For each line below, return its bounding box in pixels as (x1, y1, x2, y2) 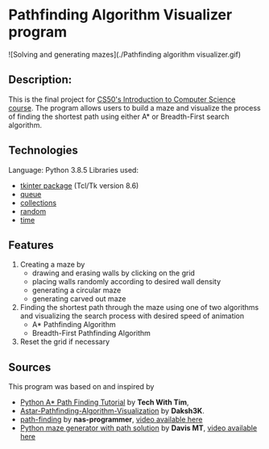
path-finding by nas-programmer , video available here (19, 414, 203, 425)
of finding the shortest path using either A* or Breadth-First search (8, 111, 230, 121)
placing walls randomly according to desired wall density (31, 277, 221, 287)
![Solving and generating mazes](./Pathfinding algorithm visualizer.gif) (8, 49, 242, 59)
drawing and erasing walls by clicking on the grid (31, 268, 196, 278)
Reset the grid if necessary (19, 337, 110, 346)
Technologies (8, 144, 79, 157)
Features (8, 238, 54, 252)
